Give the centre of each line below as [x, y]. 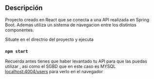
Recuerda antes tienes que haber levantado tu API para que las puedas [76, 61]
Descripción [24, 8]
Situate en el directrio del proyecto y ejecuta [49, 39]
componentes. [19, 30]
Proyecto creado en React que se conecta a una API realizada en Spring [77, 19]
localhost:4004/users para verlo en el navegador [54, 72]
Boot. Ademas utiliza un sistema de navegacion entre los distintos [71, 25]
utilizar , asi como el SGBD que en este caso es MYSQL [60, 66]
